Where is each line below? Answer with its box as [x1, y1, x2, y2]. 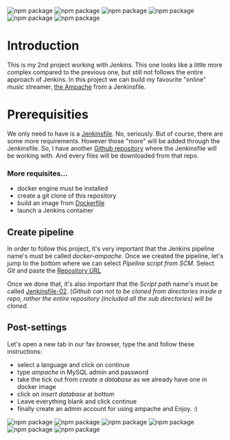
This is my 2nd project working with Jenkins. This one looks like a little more [7, 61, 223, 69]
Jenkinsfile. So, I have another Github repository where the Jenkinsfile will [7, 144, 218, 152]
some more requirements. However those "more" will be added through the [7, 136, 220, 145]
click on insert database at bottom [16, 390, 115, 398]
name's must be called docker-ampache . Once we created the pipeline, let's [7, 251, 224, 260]
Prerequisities [7, 107, 89, 123]
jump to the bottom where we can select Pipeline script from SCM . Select [7, 259, 215, 267]
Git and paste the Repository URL [7, 266, 102, 275]
